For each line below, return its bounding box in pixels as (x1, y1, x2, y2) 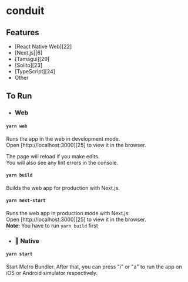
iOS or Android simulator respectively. (6, 270, 98, 277)
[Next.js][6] (14, 49, 43, 56)
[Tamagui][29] (14, 56, 50, 62)
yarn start (6, 251, 33, 257)
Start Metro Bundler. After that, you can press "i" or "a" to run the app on (6, 263, 182, 270)
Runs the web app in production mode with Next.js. (6, 209, 130, 216)
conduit (6, 4, 45, 18)
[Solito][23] (14, 62, 43, 69)
